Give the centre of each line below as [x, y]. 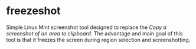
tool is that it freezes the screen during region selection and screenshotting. [98, 40]
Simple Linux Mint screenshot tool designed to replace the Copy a [86, 27]
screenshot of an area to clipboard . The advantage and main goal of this [94, 33]
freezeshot [33, 11]
